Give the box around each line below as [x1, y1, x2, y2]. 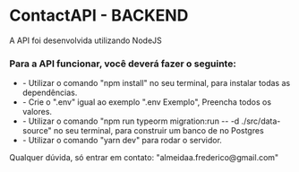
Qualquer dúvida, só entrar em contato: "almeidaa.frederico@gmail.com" [9, 152, 279, 163]
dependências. [21, 87, 78, 99]
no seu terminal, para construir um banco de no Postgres [53, 125, 264, 136]
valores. [21, 107, 52, 117]
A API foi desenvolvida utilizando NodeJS [9, 35, 163, 46]
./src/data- [241, 116, 281, 126]
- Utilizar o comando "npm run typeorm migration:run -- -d [21, 116, 240, 126]
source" [21, 125, 52, 136]
